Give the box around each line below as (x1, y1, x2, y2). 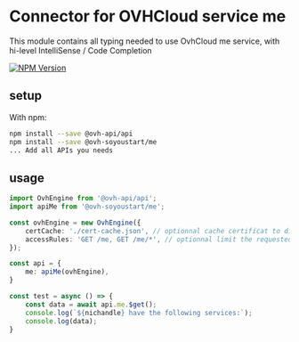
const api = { (9, 259, 62, 268)
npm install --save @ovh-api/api (9, 129, 133, 138)
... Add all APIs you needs (9, 145, 114, 155)
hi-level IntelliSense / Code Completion (9, 45, 153, 55)
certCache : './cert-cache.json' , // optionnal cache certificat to (25, 226, 280, 235)
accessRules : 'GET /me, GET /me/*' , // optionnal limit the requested (25, 234, 293, 244)
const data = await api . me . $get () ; (25, 300, 158, 309)
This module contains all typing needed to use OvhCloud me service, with (9, 36, 280, 46)
